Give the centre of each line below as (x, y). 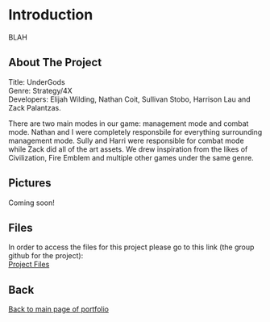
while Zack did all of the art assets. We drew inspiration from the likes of (128, 149)
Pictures (30, 183)
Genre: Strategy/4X (40, 90)
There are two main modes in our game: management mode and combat (129, 123)
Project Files (29, 265)
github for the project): (46, 256)
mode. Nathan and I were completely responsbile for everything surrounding (135, 132)
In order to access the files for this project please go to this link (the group (131, 247)
